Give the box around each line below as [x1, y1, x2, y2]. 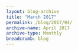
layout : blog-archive [6, 8, 60, 15]
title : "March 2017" [6, 14, 57, 20]
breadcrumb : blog [6, 36, 49, 42]
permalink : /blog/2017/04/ [6, 19, 73, 25]
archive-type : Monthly [6, 30, 62, 36]
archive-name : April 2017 [6, 25, 70, 31]
